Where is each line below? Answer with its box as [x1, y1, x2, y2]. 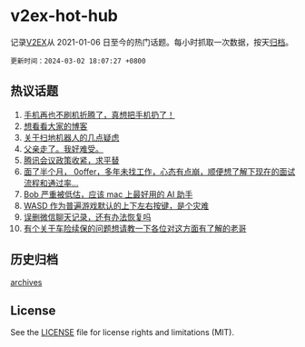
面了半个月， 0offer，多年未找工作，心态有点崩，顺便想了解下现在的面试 [23, 165, 296, 177]
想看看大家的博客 [23, 120, 88, 132]
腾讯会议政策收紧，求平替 [23, 154, 120, 165]
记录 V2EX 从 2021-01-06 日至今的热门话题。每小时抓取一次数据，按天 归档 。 [10, 36, 294, 47]
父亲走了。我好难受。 [23, 143, 103, 154]
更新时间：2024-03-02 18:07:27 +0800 [10, 56, 146, 65]
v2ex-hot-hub [10, 5, 119, 26]
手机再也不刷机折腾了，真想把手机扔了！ [23, 109, 175, 120]
